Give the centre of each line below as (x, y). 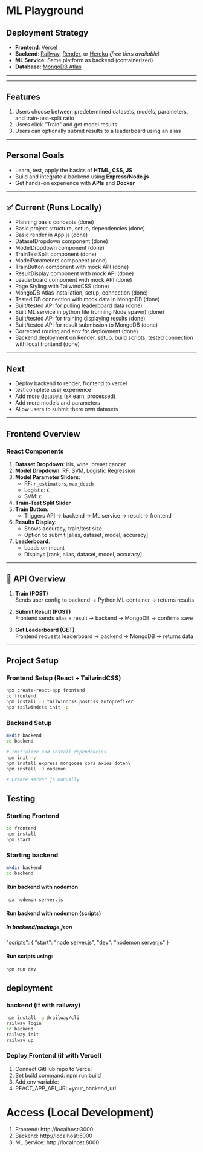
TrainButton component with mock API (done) (72, 267)
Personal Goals (35, 156)
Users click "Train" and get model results (66, 124)
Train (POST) (31, 593)
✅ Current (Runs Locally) (54, 208)
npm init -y (21, 757)
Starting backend (32, 855)
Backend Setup (29, 723)
